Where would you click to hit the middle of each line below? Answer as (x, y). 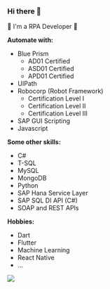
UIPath (27, 84)
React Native (36, 258)
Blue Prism (33, 54)
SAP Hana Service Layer (53, 193)
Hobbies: (21, 221)
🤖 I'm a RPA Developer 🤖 (43, 27)
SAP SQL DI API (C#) (48, 200)
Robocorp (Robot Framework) (60, 91)
